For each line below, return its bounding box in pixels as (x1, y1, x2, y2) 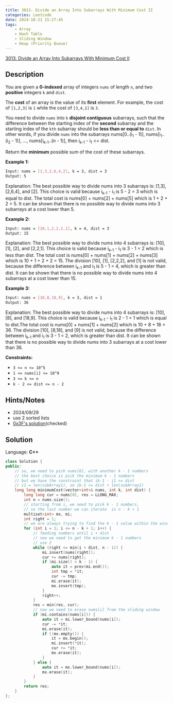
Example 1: (5, 159, 29, 165)
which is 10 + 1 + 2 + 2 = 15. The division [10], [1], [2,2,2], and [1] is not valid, (5, 258, 167, 264)
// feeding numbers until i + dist (32, 531, 110, 536)
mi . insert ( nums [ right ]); (42, 550, 96, 555)
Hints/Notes (5, 396, 45, 405)
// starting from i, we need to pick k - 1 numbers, (24, 502, 140, 507)
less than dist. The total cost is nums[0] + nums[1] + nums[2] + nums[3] (5, 252, 158, 258)
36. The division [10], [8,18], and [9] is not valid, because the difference (5, 327, 157, 333)
